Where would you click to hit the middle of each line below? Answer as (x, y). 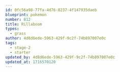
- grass (18, 33)
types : (12, 29)
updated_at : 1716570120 (31, 62)
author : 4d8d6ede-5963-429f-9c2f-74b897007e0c (56, 39)
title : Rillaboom (24, 24)
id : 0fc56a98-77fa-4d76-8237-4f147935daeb (51, 10)
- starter (20, 52)
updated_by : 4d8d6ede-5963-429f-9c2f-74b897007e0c (60, 57)
